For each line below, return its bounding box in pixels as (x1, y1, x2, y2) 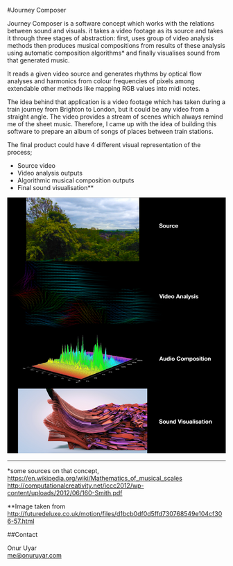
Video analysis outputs (17, 169, 83, 177)
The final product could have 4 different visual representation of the (7, 141, 201, 148)
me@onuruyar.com (7, 551, 62, 560)
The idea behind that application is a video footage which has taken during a (7, 98, 226, 106)
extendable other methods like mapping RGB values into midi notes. (7, 85, 201, 92)
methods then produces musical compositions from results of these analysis (7, 42, 225, 49)
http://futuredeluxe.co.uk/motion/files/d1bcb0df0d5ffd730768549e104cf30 (7, 510, 223, 518)
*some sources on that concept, (7, 467, 99, 475)
